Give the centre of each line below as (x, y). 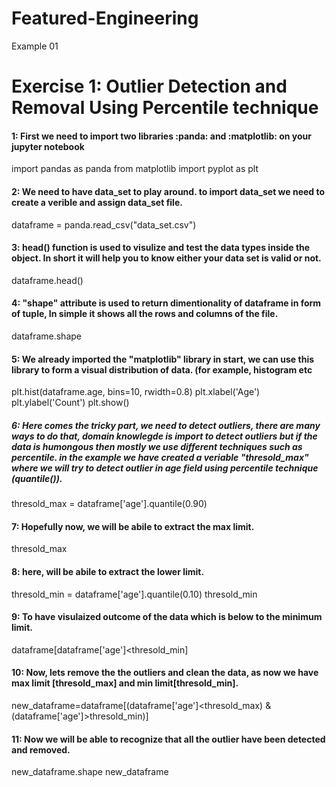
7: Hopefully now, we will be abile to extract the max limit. (133, 526)
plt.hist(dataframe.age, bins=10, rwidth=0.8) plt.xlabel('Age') (136, 392)
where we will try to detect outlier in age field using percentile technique (165, 468)
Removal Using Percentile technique (165, 108)
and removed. (41, 749)
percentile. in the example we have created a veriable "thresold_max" (160, 457)
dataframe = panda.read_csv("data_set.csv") (104, 224)
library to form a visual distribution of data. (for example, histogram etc (162, 369)
